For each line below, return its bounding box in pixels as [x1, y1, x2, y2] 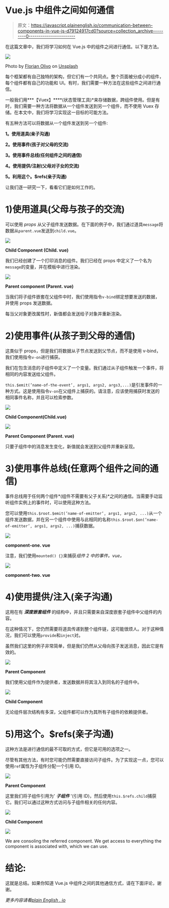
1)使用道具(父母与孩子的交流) [5, 204, 125, 215]
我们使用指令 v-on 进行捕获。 [5, 354, 63, 360]
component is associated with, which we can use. [5, 843, 109, 849]
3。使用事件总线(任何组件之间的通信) [5, 152, 82, 158]
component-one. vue [5, 542, 50, 548]
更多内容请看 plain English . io [5, 897, 66, 903]
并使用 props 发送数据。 [5, 300, 55, 306]
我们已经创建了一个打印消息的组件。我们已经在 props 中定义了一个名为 [5, 257, 152, 263]
